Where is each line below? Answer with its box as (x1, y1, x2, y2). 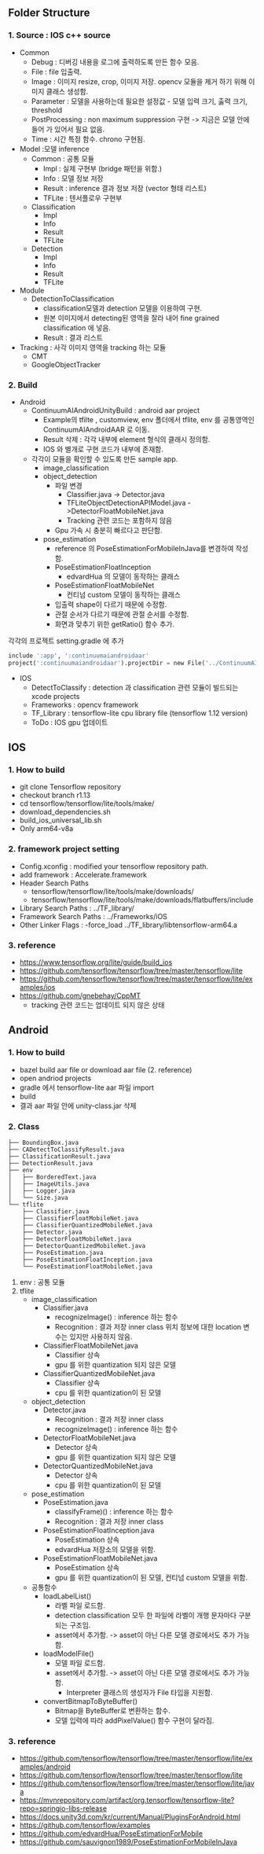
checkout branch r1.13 (19, 790, 91, 800)
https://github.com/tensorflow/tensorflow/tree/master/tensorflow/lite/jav (19, 1779, 255, 1788)
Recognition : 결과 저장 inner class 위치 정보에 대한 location (54, 1322, 242, 1331)
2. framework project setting (8, 844, 119, 855)
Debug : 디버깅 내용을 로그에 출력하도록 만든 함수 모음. (31, 57, 200, 66)
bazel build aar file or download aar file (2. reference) (19, 1065, 192, 1074)
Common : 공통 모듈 (31, 153, 94, 164)
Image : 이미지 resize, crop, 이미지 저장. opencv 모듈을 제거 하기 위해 (31, 76, 247, 86)
